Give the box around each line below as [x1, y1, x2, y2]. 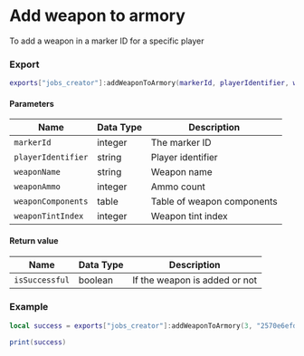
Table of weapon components [150, 196, 278, 208]
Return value [9, 235, 59, 245]
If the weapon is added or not [132, 274, 258, 286]
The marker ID [150, 137, 212, 149]
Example [9, 301, 49, 313]
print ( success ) [9, 337, 67, 347]
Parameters [9, 98, 54, 109]
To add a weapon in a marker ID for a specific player [9, 35, 204, 46]
